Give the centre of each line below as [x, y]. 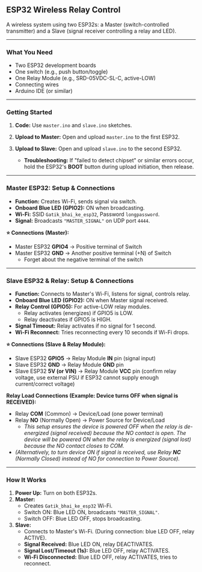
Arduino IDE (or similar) [44, 91]
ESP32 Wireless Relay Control [63, 10]
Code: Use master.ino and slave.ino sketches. [73, 126]
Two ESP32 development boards [55, 65]
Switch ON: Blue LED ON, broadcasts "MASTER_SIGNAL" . [91, 512]
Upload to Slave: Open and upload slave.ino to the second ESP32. [98, 149]
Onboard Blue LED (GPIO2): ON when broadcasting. [80, 208]
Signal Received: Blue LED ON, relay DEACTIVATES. [89, 544]
